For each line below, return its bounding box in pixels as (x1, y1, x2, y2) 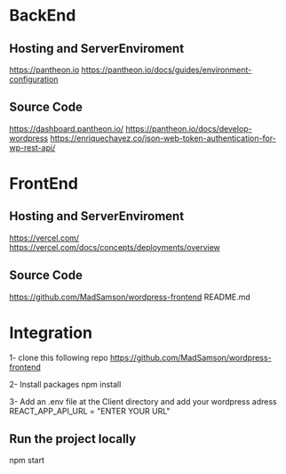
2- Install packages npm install (9, 379, 122, 389)
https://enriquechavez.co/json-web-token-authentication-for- (50, 133, 277, 143)
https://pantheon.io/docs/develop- (125, 123, 252, 134)
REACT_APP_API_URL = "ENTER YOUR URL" (9, 405, 171, 416)
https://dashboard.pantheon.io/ (9, 123, 124, 134)
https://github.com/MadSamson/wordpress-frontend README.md (9, 291, 250, 302)
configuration (9, 74, 59, 85)
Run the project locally (9, 431, 137, 446)
